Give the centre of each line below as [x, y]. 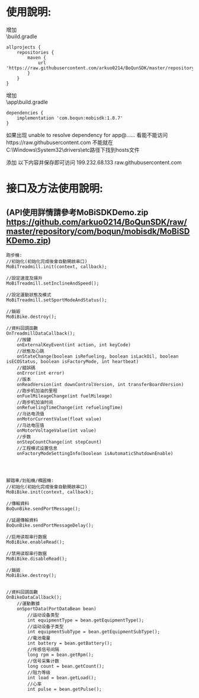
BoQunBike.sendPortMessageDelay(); [50, 525]
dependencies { [25, 113]
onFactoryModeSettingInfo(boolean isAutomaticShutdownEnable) [95, 453]
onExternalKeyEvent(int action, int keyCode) [74, 345]
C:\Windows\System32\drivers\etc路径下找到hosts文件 [73, 149]
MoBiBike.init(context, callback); [50, 492]
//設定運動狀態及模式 [29, 295]
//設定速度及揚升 [24, 278]
